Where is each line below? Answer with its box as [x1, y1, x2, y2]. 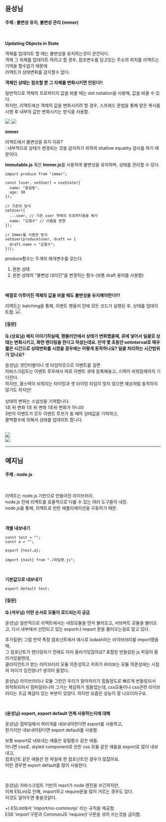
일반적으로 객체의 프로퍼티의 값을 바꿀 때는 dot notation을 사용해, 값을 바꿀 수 [5, 90, 155, 96]
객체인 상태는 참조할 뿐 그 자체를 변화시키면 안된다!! [5, 80, 103, 85]
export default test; [5, 586, 50, 591]
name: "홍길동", [9, 185, 40, 190]
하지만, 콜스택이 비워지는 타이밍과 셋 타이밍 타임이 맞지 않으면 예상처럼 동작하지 [5, 380, 158, 386]
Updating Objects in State [5, 40, 59, 46]
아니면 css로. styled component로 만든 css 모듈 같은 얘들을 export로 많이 [5, 743, 149, 749]
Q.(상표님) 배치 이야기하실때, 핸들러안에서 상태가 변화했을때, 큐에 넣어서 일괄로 [5, 333, 156, 339]
